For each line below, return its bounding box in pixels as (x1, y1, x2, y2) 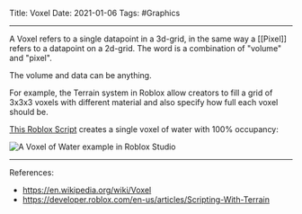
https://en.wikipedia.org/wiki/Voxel (22, 184, 152, 195)
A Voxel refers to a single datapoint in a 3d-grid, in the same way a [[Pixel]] (9, 33, 288, 44)
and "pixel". (9, 53, 52, 63)
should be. (9, 107, 49, 117)
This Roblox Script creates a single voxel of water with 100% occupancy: (9, 124, 279, 134)
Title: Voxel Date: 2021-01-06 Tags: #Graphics (9, 8, 181, 18)
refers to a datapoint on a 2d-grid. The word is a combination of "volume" (9, 43, 282, 53)
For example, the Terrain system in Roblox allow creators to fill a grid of (9, 87, 273, 98)
